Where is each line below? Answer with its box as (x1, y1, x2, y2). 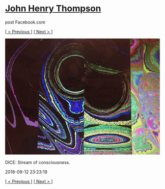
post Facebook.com (5, 19, 46, 25)
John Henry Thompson (5, 3, 102, 14)
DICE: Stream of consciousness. (5, 159, 70, 165)
